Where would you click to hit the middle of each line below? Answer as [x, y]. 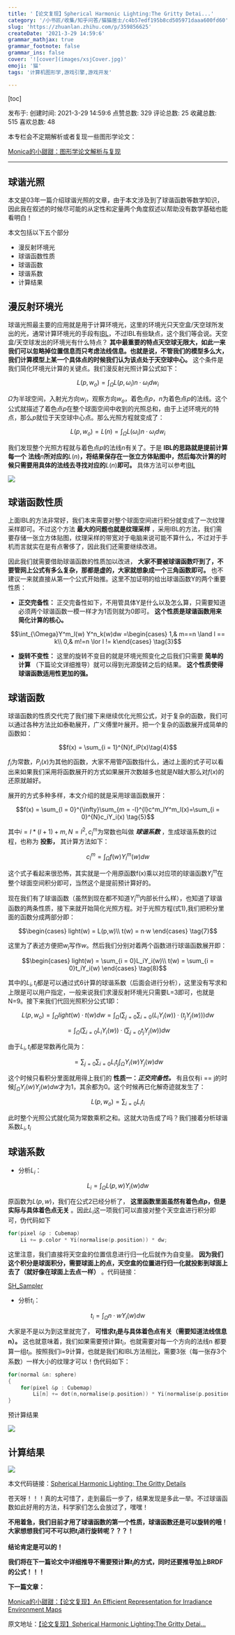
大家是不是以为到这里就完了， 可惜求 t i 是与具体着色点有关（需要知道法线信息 [117, 1332]
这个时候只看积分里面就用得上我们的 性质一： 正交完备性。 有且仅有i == [110, 1078]
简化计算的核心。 [43, 620]
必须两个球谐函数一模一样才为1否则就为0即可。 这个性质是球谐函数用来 [120, 611]
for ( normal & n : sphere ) [43, 1375]
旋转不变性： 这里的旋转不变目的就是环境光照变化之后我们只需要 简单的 [121, 656]
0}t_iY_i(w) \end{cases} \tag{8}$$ [118, 968]
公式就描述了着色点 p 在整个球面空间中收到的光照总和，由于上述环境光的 [111, 408]
